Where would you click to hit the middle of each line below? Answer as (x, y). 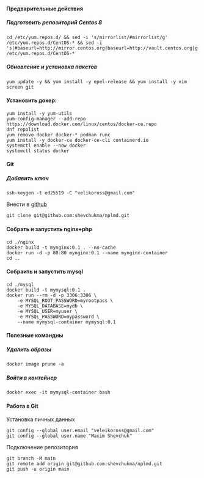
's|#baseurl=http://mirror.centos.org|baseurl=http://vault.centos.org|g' (104, 48)
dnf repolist (23, 129)
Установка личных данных (41, 419)
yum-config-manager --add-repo (46, 119)
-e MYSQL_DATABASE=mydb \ (50, 306)
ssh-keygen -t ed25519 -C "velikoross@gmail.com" (71, 193)
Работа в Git (22, 406)
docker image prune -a (35, 364)
